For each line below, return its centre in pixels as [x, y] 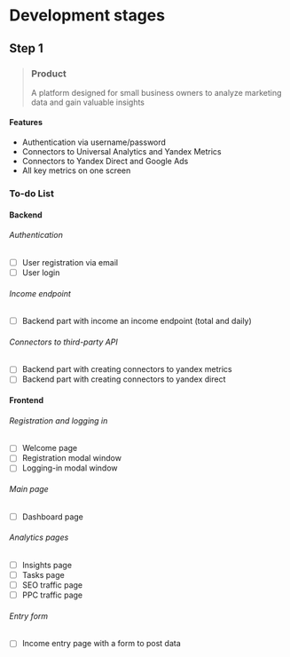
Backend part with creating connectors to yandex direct [124, 379]
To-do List [32, 194]
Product [48, 74]
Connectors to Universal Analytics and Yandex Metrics [121, 152]
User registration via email [70, 262]
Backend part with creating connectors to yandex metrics [127, 369]
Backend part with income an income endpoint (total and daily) [137, 321]
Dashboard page [53, 517]
